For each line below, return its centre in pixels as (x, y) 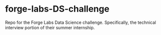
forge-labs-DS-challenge (57, 9)
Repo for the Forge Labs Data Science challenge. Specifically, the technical (80, 22)
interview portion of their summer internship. (50, 27)
